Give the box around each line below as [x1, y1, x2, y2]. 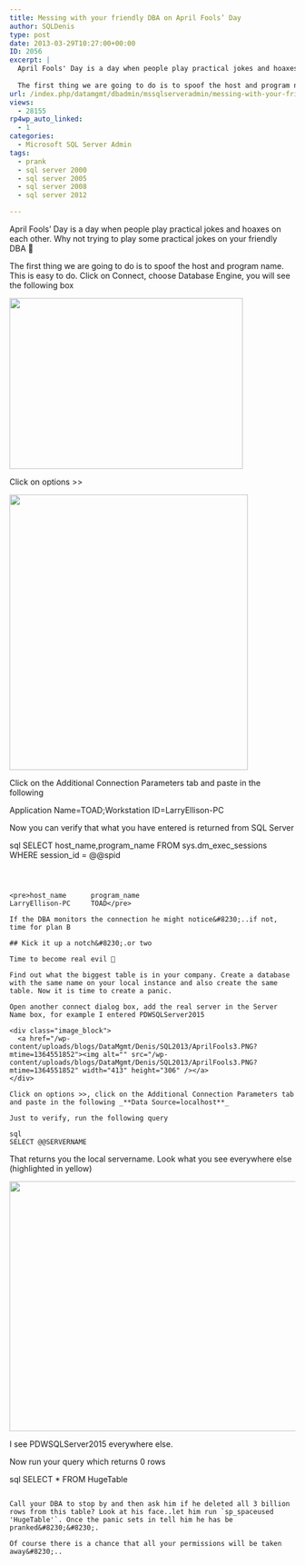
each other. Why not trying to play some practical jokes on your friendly [9, 234, 278, 244]
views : [9, 97, 34, 107]
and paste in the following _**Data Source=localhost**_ [9, 1098, 230, 1107]
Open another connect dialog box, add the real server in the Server [9, 1002, 279, 1012]
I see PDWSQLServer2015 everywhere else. [9, 1439, 173, 1450]
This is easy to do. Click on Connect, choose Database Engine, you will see [9, 270, 290, 281]
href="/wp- [29, 1034, 71, 1043]
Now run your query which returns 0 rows [9, 1456, 166, 1467]
